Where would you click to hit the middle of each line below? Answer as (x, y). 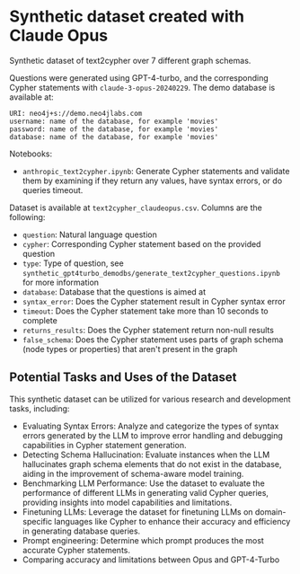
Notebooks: (31, 154)
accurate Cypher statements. (76, 550)
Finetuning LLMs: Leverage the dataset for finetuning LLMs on (137, 512)
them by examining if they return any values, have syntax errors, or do (152, 181)
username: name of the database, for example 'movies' (114, 121)
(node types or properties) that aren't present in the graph (130, 349)
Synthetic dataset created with (127, 17)
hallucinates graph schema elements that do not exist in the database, (152, 464)
